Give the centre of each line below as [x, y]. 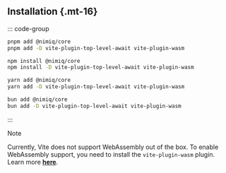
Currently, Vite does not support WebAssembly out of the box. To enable [113, 147]
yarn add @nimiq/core [39, 80]
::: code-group [28, 28]
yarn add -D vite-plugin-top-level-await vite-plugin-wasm [96, 87]
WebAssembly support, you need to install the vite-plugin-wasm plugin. [111, 154]
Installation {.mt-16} [53, 12]
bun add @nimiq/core [38, 100]
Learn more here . [33, 162]
